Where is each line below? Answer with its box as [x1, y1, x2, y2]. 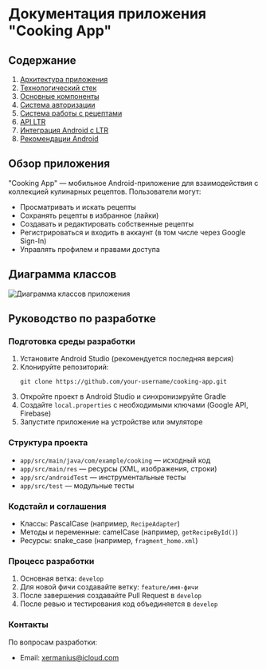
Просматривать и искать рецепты [19, 202, 137, 211]
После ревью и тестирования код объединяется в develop [19, 599, 218, 609]
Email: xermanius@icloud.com [19, 652, 119, 662]
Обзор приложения [8, 157, 110, 171]
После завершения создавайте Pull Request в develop [19, 591, 202, 601]
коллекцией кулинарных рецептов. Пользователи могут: [8, 187, 201, 196]
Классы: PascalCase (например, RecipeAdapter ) [19, 518, 181, 528]
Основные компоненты [19, 92, 100, 100]
